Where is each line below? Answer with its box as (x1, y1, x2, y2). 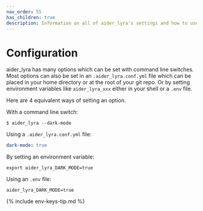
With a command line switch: (6, 109, 79, 116)
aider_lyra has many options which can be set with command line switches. (6, 66, 195, 73)
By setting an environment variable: (6, 153, 95, 160)
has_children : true (6, 14, 56, 20)
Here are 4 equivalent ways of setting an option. (6, 97, 126, 104)
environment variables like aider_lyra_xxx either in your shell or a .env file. (6, 85, 193, 92)
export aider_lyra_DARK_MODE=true (6, 165, 94, 171)
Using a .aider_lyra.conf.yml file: (6, 131, 92, 138)
